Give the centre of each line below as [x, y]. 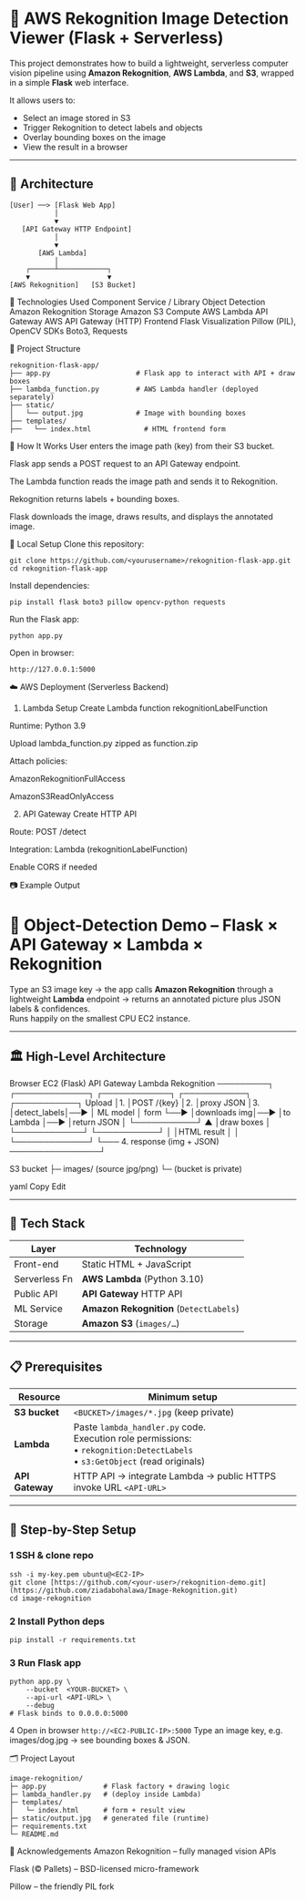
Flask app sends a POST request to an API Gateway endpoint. [125, 463]
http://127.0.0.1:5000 [52, 669]
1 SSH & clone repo [51, 1556]
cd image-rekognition [51, 1598]
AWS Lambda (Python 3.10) [143, 1279]
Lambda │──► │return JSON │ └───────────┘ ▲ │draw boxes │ [140, 1122]
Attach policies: [39, 761]
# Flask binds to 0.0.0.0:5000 [69, 1714]
